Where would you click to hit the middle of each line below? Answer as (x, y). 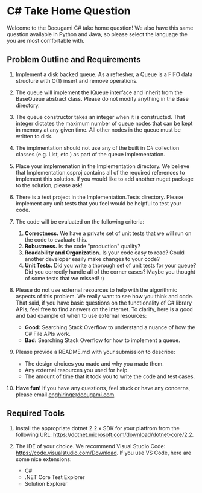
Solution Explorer (46, 483)
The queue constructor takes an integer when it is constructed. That (100, 117)
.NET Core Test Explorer (55, 477)
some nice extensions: (43, 459)
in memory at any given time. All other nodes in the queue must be (98, 130)
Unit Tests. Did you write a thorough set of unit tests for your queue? (110, 265)
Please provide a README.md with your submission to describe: (95, 352)
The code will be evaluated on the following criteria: (80, 221)
